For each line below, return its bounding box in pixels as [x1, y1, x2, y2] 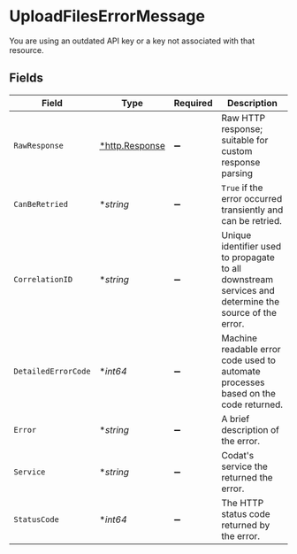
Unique [220, 228, 252, 241]
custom [220, 144, 253, 157]
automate [220, 365, 261, 377]
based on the [220, 387, 277, 399]
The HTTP [220, 496, 264, 509]
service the [220, 460, 268, 473]
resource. [9, 44, 44, 55]
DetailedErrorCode [13, 365, 91, 376]
